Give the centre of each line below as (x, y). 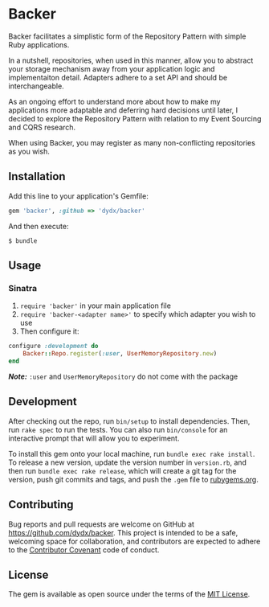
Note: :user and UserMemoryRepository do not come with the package (123, 376)
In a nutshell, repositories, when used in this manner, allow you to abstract (131, 60)
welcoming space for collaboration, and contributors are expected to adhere (134, 541)
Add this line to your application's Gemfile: (78, 196)
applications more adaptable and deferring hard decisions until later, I (123, 110)
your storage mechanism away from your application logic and (112, 68)
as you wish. (29, 151)
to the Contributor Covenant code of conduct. (84, 550)
